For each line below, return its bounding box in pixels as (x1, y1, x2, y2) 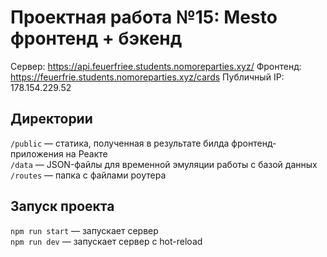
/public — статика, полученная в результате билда (10, 137, 230, 149)
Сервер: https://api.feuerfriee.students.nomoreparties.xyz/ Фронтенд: (10, 60, 302, 72)
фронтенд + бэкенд (10, 27, 183, 50)
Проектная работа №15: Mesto (10, 6, 278, 29)
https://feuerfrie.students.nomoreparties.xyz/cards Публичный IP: (10, 71, 285, 83)
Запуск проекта (10, 198, 115, 215)
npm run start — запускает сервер (10, 224, 159, 236)
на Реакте (65, 147, 108, 160)
